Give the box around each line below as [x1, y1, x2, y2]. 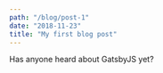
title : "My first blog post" [9, 29, 118, 38]
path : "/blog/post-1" [9, 12, 90, 22]
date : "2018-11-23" [9, 21, 82, 30]
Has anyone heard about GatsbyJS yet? [9, 54, 154, 65]
